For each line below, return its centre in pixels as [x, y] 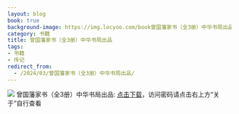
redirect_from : [30, 67]
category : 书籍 [29, 34]
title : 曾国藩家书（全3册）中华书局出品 [60, 40]
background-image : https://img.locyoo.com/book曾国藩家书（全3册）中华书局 [115, 27]
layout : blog [27, 14]
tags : [15, 47]
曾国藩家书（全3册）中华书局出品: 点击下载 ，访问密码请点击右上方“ [115, 94]
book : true [23, 21]
